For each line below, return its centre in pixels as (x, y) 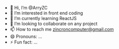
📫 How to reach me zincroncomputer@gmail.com (62, 29)
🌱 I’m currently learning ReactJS (43, 18)
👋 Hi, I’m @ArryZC (29, 8)
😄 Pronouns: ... (26, 36)
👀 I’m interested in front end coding (46, 13)
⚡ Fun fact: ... (24, 42)
